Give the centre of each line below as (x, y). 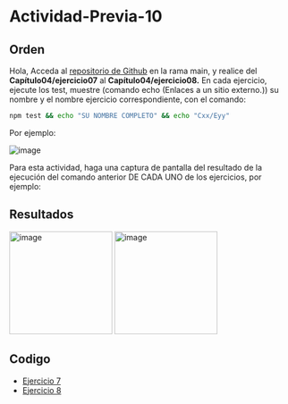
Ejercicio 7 (41, 381)
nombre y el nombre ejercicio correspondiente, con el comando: (128, 99)
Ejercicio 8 (42, 390)
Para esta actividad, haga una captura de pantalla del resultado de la (136, 167)
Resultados (42, 215)
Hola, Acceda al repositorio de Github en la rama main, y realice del (133, 71)
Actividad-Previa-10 (86, 17)
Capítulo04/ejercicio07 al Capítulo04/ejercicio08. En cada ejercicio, (138, 80)
